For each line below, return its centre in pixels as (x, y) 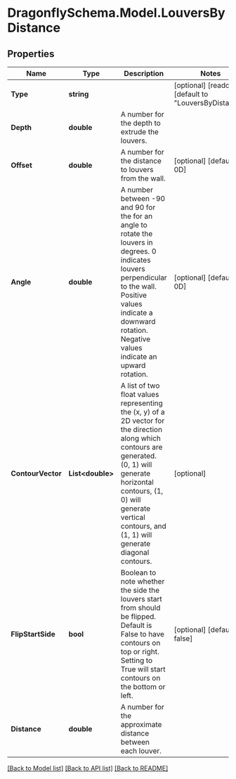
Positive (134, 295)
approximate (141, 725)
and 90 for (138, 207)
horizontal (137, 482)
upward (133, 365)
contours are (142, 447)
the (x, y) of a (143, 412)
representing (142, 403)
